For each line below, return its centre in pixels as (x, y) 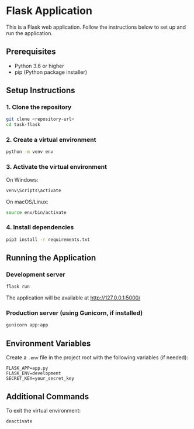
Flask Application (49, 11)
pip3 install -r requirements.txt (48, 239)
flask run (18, 287)
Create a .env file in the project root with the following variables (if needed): (97, 357)
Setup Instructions (41, 91)
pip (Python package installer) (51, 72)
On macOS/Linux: (27, 202)
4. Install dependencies (40, 227)
